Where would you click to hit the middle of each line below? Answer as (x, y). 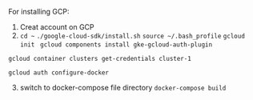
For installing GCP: (39, 12)
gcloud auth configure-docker (59, 73)
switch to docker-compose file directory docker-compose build (123, 88)
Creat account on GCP (57, 27)
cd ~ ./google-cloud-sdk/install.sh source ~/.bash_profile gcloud (133, 36)
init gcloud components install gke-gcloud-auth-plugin (116, 45)
